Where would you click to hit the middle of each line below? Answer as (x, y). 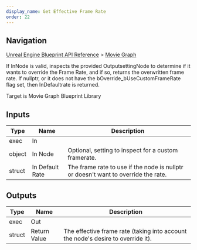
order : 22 (18, 17)
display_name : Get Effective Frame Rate (56, 11)
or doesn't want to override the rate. (117, 174)
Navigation (26, 41)
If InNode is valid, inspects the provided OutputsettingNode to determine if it (98, 66)
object (18, 154)
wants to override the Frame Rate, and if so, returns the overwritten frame (95, 72)
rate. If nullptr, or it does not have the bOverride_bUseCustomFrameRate (94, 78)
